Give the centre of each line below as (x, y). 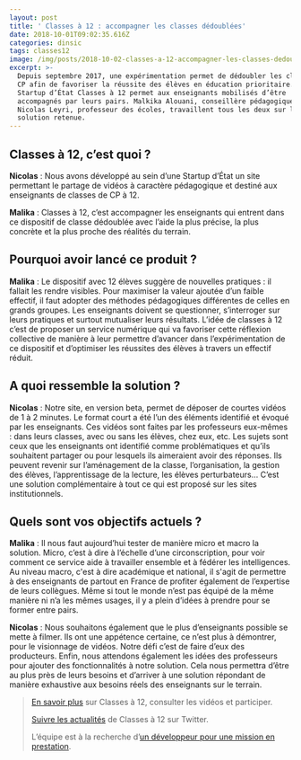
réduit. (21, 358)
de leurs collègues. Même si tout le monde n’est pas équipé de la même (142, 591)
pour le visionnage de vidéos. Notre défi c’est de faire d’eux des (127, 647)
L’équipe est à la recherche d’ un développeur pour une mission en (153, 737)
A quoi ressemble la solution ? (95, 386)
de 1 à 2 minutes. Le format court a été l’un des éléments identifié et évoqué (149, 417)
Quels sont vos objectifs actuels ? (106, 521)
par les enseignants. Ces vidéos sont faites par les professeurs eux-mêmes (149, 427)
